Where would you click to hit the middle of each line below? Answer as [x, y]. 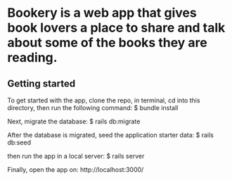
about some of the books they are [107, 43]
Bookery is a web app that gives [102, 13]
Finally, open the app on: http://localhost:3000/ [76, 169]
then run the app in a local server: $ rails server [76, 156]
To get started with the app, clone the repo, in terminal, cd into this [104, 100]
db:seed [19, 142]
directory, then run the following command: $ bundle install [93, 108]
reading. [32, 58]
